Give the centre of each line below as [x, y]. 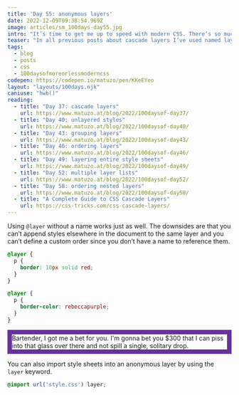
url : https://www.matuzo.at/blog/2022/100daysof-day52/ [105, 179]
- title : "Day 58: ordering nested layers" [79, 186]
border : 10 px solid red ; [57, 268]
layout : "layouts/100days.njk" [54, 87]
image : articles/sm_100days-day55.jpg [65, 27]
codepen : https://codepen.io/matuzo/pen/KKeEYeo [81, 80]
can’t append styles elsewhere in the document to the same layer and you [116, 233]
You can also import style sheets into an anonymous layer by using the [111, 364]
